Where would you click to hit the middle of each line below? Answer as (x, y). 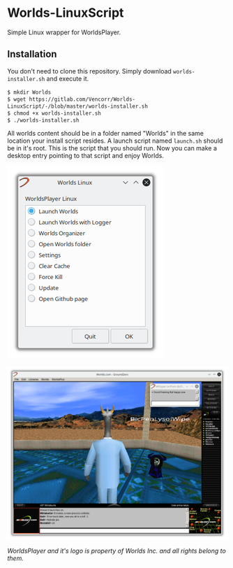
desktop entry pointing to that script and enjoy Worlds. (85, 155)
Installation (32, 54)
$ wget (17, 99)
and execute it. (68, 78)
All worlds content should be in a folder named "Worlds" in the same (106, 133)
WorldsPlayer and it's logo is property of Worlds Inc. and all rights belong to (117, 551)
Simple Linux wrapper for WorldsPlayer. (64, 32)
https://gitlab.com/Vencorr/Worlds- (82, 99)
